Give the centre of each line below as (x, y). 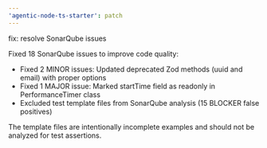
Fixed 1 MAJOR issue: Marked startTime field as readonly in (118, 86)
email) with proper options (63, 77)
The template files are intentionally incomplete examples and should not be (132, 127)
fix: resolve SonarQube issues (57, 38)
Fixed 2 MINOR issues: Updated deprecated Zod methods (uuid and (131, 69)
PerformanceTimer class (60, 94)
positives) (36, 111)
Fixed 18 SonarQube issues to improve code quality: (94, 53)
